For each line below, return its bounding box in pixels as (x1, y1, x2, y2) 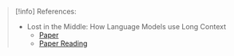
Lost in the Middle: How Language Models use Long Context (26, 22, 227, 31)
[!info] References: (14, 7, 77, 16)
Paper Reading (38, 39, 88, 48)
